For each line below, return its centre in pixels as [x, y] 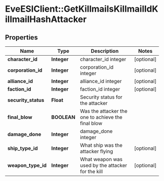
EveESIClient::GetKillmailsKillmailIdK [82, 9]
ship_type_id [23, 148]
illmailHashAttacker [46, 19]
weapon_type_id [27, 165]
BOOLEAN [63, 117]
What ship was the [101, 145]
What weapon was [101, 159]
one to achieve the [101, 117]
